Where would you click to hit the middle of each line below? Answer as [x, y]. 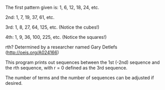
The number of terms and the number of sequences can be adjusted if [80, 78]
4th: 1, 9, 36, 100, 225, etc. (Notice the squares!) [56, 37]
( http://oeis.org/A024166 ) [32, 52]
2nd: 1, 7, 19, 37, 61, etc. [30, 17]
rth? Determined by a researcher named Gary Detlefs [61, 47]
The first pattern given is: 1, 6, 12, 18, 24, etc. [52, 7]
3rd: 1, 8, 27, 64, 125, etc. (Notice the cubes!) [53, 27]
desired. [14, 83]
